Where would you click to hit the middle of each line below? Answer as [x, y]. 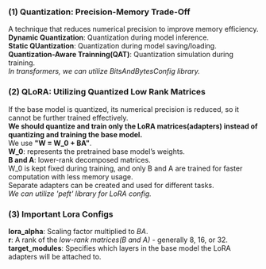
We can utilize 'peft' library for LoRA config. [80, 194]
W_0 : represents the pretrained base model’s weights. [96, 151]
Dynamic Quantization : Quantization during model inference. [108, 37]
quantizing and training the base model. [75, 134]
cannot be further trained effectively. [68, 117]
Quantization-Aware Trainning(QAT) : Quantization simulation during [121, 55]
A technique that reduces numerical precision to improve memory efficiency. [133, 29]
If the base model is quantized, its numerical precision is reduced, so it [124, 109]
